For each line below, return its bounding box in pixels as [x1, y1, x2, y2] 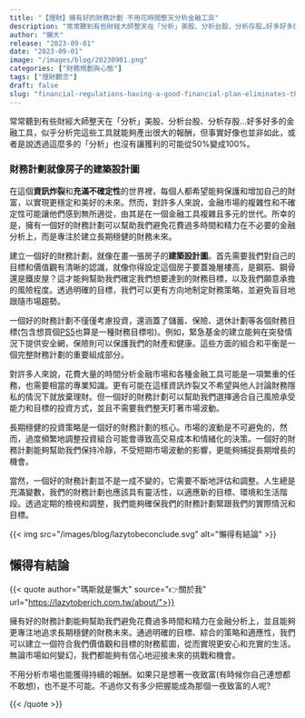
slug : [9, 89, 30, 98]
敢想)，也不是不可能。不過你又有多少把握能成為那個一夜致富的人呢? [16, 680, 271, 691]
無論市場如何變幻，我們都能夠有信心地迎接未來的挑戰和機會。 [9, 649, 241, 660]
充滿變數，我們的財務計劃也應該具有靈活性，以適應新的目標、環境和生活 [9, 486, 280, 497]
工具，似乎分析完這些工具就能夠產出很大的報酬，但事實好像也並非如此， [16, 126, 288, 137]
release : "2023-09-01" [9, 38, 95, 48]
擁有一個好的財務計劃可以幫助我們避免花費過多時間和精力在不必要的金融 [25, 219, 296, 230]
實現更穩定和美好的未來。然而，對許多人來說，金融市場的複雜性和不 [33, 196, 288, 207]
